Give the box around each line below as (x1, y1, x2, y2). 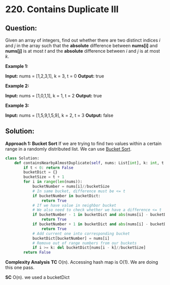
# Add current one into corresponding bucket (32, 231, 130, 236)
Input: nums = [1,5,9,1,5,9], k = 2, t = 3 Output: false (5, 113, 114, 118)
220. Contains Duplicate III (5, 4, 119, 15)
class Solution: (5, 156, 39, 161)
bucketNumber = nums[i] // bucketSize (32, 184, 110, 189)
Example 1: (5, 63, 29, 69)
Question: (5, 24, 37, 32)
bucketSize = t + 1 (23, 174, 65, 180)
